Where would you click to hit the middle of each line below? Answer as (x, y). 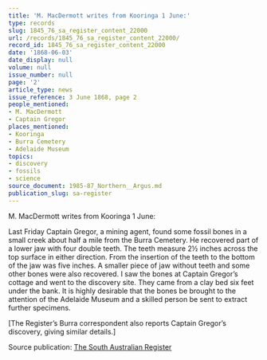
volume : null (30, 68)
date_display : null (41, 61)
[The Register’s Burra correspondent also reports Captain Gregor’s (118, 323)
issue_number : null (41, 75)
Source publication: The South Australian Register (90, 346)
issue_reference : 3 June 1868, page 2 (73, 97)
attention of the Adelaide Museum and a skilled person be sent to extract (128, 299)
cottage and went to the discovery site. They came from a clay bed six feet (131, 282)
